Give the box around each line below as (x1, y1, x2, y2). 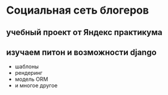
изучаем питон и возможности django (6, 47, 157, 57)
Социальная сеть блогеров (6, 4, 149, 17)
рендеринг (14, 69, 43, 77)
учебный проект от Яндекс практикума (6, 27, 163, 37)
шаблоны (14, 63, 39, 70)
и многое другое (14, 82, 58, 89)
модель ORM (14, 75, 48, 83)
